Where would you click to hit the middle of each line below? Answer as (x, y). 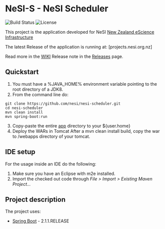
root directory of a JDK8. (38, 89)
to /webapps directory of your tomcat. (51, 136)
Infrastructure (19, 37)
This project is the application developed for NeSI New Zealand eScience (80, 32)
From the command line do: (40, 94)
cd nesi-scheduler (24, 108)
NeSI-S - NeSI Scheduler (57, 9)
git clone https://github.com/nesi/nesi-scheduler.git (63, 104)
